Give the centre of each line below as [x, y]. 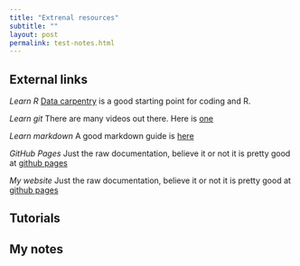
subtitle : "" [34, 26]
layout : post [34, 34]
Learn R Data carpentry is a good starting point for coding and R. [130, 101]
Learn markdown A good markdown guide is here [102, 136]
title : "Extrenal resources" [64, 18]
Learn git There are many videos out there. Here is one [112, 119]
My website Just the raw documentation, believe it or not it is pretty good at [150, 180]
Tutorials [35, 219]
